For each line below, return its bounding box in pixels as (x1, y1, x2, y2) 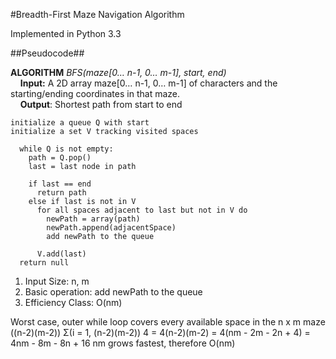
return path (36, 188, 87, 198)
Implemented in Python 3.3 (10, 28, 122, 39)
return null (19, 258, 70, 268)
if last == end (28, 179, 92, 189)
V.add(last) (36, 249, 87, 259)
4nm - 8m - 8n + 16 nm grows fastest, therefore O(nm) (10, 337, 236, 349)
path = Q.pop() (28, 153, 92, 163)
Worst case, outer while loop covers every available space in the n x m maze (10, 316, 326, 328)
